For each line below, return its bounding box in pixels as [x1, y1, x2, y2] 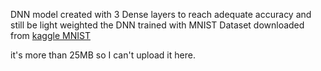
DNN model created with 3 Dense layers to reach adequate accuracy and [10, 9, 312, 20]
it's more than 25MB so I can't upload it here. [10, 49, 196, 61]
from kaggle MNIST [10, 30, 91, 41]
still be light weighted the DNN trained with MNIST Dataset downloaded [10, 19, 305, 31]
